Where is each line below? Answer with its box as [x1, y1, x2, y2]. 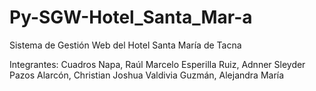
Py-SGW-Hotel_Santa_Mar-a [9, 6, 253, 29]
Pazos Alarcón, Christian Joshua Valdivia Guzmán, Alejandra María [9, 69, 285, 81]
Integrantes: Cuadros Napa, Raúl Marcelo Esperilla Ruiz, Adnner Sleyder [9, 58, 306, 70]
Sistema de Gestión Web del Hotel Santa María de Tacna [9, 39, 242, 51]
